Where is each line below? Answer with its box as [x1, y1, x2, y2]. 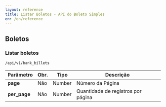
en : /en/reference [5, 16, 43, 21]
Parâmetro [7, 71, 33, 78]
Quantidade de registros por [76, 88, 142, 95]
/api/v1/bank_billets [5, 61, 50, 66]
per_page [7, 91, 31, 98]
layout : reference [5, 7, 43, 12]
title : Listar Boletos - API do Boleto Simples [5, 12, 105, 17]
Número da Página [76, 80, 120, 87]
